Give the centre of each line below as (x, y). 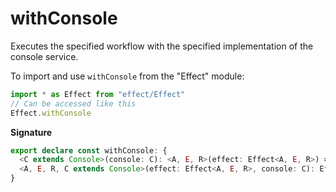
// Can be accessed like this (73, 103)
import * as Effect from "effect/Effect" (98, 94)
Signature (31, 132)
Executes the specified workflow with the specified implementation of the (162, 46)
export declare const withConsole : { (89, 150)
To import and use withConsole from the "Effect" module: (127, 76)
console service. (44, 56)
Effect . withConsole (51, 113)
